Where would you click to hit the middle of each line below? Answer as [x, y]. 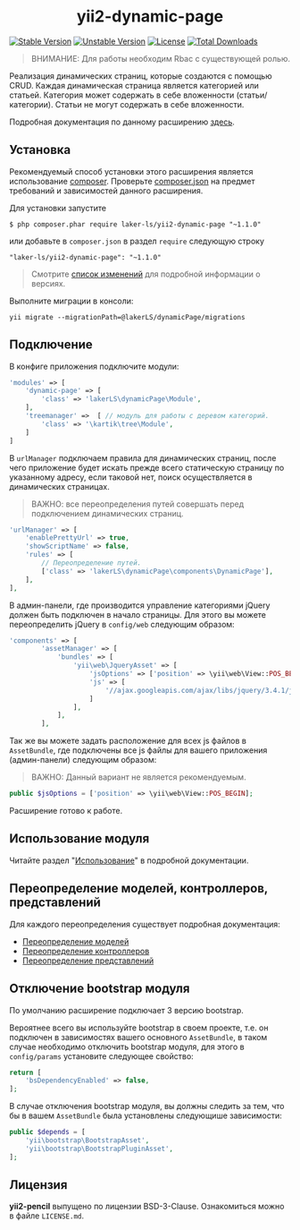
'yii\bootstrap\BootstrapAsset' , [87, 1140]
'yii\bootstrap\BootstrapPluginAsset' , [100, 1149]
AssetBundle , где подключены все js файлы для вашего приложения [138, 750]
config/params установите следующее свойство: [101, 1056]
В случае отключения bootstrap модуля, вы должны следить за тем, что [147, 1106]
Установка [40, 150]
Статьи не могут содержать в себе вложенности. [150, 104]
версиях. [48, 283]
